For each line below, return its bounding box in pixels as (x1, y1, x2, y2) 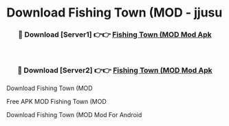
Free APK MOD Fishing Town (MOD (6, 97, 107, 105)
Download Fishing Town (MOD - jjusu (6, 5, 223, 21)
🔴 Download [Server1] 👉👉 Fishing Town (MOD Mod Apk (18, 30, 212, 39)
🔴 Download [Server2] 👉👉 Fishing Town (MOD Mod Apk (17, 65, 212, 75)
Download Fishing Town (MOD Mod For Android (6, 110, 142, 118)
